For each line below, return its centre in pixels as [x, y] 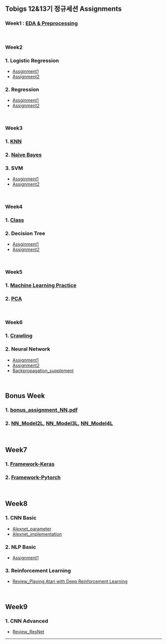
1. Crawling [19, 336]
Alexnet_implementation [37, 534]
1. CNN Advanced [27, 621]
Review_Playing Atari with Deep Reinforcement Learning [70, 581]
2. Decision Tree [25, 234]
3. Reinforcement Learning [38, 570]
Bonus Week [25, 396]
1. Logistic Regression [32, 60]
